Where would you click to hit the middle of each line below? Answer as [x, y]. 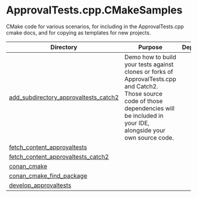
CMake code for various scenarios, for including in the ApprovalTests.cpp [95, 26]
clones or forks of [149, 72]
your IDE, [137, 123]
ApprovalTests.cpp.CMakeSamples [94, 10]
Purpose [150, 47]
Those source [144, 93]
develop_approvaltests [40, 185]
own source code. [149, 137]
